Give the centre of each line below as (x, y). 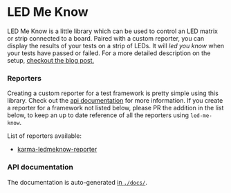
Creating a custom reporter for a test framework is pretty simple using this (113, 93)
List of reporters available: (44, 136)
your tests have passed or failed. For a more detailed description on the (109, 53)
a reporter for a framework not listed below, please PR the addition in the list (115, 108)
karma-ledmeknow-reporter (57, 150)
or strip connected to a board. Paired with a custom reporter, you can (106, 38)
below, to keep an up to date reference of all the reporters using (98, 115)
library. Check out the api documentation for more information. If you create (115, 101)
